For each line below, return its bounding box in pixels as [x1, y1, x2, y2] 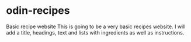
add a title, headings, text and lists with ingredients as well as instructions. [6, 29, 185, 36]
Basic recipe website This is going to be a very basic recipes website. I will [6, 23, 186, 30]
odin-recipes [6, 4, 70, 17]
